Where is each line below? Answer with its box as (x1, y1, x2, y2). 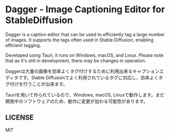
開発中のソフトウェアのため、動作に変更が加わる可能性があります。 (5, 98, 148, 104)
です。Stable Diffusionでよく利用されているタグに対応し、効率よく (18, 74, 159, 80)
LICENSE (5, 113, 34, 122)
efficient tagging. (5, 42, 41, 48)
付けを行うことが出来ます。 (9, 81, 68, 87)
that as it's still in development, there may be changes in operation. (5, 57, 147, 63)
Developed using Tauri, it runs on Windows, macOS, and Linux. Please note (5, 52, 164, 58)
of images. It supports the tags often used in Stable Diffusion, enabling (5, 37, 154, 43)
